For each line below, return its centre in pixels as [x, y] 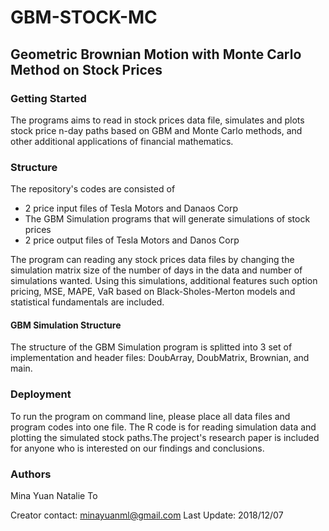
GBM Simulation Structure [66, 325]
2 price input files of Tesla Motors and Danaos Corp [131, 208]
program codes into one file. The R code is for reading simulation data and [163, 427]
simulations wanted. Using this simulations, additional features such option [164, 281]
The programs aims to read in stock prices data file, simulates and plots [157, 120]
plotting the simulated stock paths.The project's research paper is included [165, 437]
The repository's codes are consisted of [93, 189]
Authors [31, 474]
